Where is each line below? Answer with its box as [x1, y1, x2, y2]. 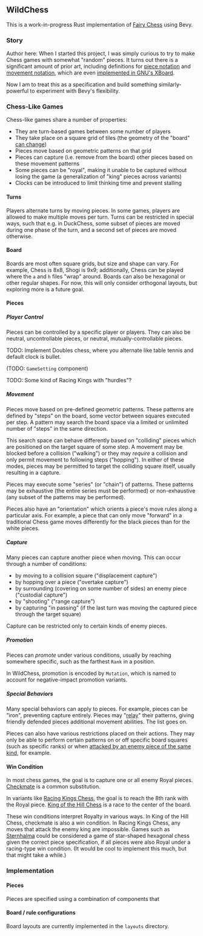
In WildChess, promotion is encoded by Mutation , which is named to [6, 669, 176, 677]
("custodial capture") [15, 591, 68, 599]
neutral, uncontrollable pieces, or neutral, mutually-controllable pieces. [6, 335, 183, 342]
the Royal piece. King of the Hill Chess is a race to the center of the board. [6, 801, 192, 808]
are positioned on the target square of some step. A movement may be [6, 443, 183, 451]
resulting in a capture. [6, 469, 61, 476]
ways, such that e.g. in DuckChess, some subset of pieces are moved [6, 219, 181, 227]
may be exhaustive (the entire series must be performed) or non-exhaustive [6, 487, 196, 494]
